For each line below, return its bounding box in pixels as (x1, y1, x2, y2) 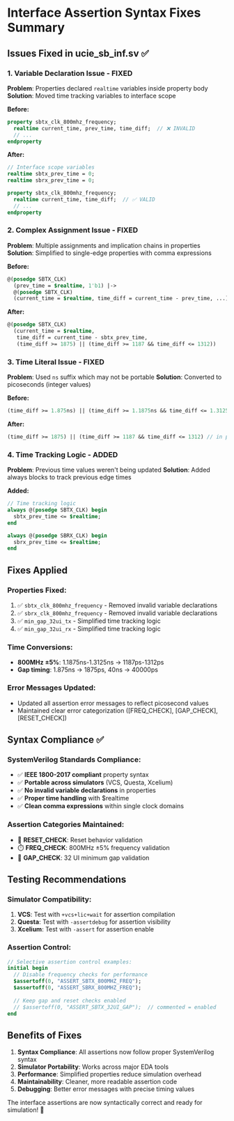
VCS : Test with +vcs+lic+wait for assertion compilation (17, 911, 175, 919)
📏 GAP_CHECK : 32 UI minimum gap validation (17, 853, 150, 862)
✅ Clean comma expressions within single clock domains (17, 802, 185, 810)
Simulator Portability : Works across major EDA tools (17, 1062, 169, 1071)
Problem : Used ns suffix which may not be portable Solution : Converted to (7, 373, 222, 381)
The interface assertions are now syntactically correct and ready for (7, 1099, 203, 1107)
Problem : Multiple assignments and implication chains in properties (7, 241, 201, 249)
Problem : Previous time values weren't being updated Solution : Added (7, 465, 210, 474)
